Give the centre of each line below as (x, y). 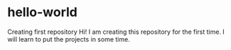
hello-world (43, 12)
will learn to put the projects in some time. (69, 39)
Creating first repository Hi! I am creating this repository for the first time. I (116, 32)
